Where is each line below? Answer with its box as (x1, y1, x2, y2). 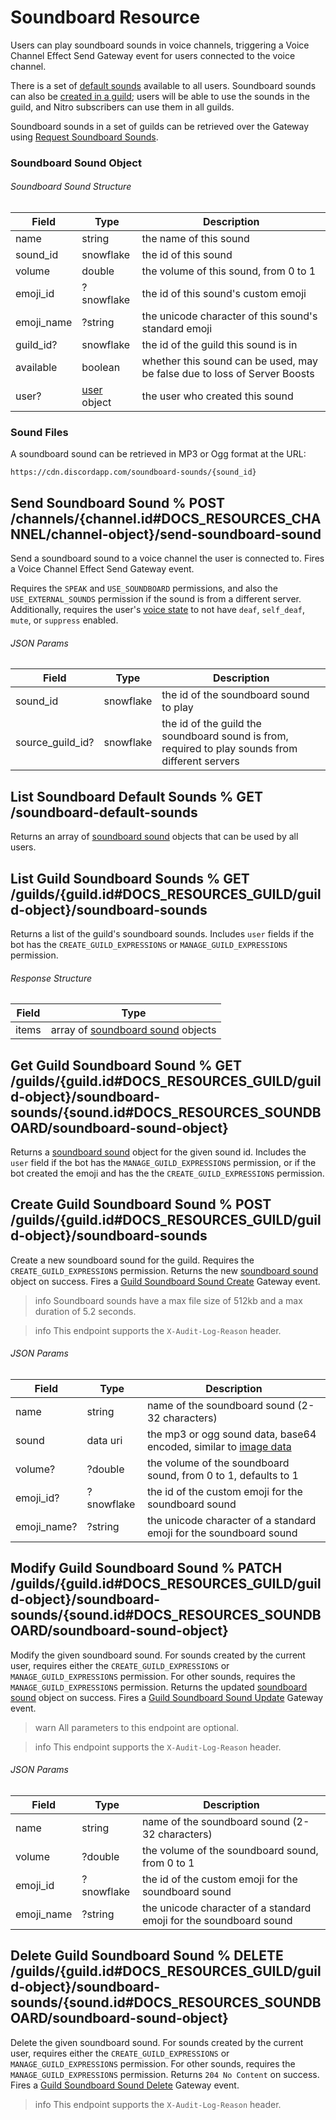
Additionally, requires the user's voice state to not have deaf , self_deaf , (10, 604, 305, 616)
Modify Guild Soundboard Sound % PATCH (10, 1560, 283, 1577)
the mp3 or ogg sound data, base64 (146, 1427, 317, 1441)
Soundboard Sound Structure (10, 181, 132, 193)
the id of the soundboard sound (161, 688, 310, 702)
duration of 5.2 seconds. (34, 1305, 137, 1317)
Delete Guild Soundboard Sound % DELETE (10, 1947, 284, 1965)
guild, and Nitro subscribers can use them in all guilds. (10, 101, 235, 113)
